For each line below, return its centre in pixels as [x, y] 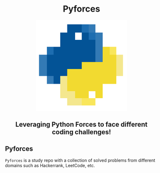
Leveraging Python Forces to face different [81, 125]
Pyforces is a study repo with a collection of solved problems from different [80, 160]
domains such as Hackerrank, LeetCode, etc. [50, 166]
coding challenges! [81, 132]
